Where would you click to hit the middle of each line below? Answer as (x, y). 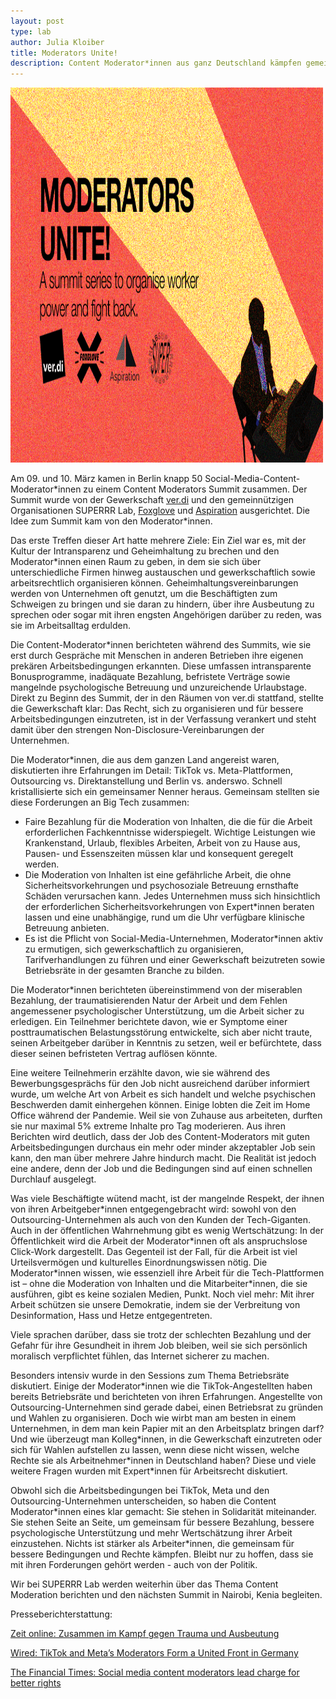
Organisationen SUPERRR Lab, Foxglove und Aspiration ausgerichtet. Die (160, 511)
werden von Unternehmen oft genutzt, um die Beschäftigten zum (144, 594)
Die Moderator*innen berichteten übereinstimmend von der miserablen (156, 990)
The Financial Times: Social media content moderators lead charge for (155, 1672)
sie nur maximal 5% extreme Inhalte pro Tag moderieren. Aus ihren (148, 1126)
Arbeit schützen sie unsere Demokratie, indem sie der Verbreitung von (155, 1305)
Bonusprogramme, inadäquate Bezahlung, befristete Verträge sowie (150, 677)
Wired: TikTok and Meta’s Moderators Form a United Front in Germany (154, 1653)
